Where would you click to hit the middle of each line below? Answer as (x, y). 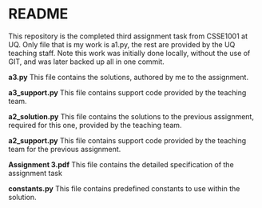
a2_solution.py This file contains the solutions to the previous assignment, (131, 116)
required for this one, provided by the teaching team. (95, 125)
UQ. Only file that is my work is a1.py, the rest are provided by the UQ (122, 44)
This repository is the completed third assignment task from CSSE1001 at (128, 36)
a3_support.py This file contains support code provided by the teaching (127, 92)
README (38, 14)
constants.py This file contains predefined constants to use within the (124, 188)
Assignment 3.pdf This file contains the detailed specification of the (121, 164)
